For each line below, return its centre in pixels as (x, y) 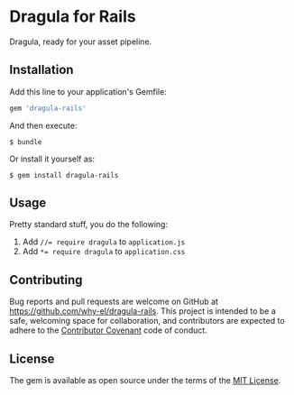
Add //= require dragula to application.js (104, 242)
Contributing (46, 280)
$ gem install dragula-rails (64, 175)
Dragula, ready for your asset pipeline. (81, 41)
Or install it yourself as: (52, 159)
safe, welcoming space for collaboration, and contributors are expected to (147, 321)
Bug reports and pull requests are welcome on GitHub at (114, 302)
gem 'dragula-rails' (48, 108)
